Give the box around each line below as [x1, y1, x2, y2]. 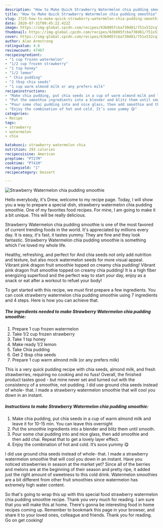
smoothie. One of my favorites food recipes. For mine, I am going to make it [5, 207, 156, 213]
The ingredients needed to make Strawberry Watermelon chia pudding [5, 309, 151, 314]
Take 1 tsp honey [12, 336, 46, 342]
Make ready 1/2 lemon [12, 342, 57, 347]
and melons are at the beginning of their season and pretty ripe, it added [5, 467, 150, 473]
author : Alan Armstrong [5, 39, 53, 44]
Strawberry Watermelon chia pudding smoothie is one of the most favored [5, 222, 154, 228]
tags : [5, 120, 16, 125]
